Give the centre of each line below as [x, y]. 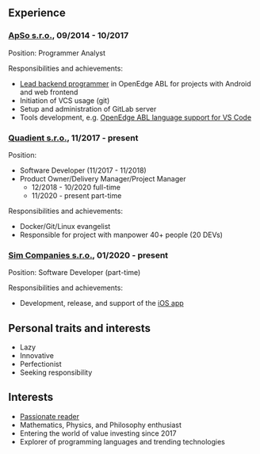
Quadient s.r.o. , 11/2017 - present [73, 138]
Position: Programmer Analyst [57, 53]
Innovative [36, 356]
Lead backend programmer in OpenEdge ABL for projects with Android [135, 83]
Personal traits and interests [80, 328]
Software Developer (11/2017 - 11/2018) [83, 170]
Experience [37, 13]
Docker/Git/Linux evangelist [65, 226]
